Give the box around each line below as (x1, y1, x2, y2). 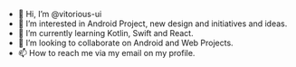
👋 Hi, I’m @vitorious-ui (17, 9, 102, 19)
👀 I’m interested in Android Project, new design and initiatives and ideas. (17, 18, 288, 29)
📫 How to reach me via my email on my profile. (17, 48, 196, 58)
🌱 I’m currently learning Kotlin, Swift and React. (17, 28, 194, 38)
